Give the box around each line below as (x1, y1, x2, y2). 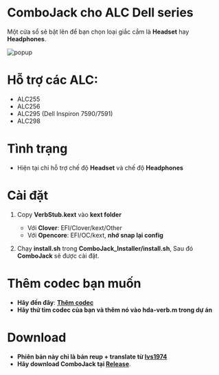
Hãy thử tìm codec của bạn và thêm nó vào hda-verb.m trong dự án (16, 306, 213, 314)
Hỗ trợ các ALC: (7, 72, 98, 88)
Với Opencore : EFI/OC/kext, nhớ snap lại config (27, 231, 163, 239)
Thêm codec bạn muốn (7, 275, 141, 291)
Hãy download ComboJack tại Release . (16, 359, 132, 368)
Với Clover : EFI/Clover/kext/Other (27, 223, 122, 231)
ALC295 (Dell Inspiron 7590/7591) (16, 109, 113, 117)
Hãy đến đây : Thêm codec (16, 298, 94, 306)
